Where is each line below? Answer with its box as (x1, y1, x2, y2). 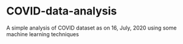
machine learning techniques (6, 30, 79, 37)
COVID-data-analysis (6, 4, 117, 18)
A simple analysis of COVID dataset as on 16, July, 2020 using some (6, 24, 177, 31)
